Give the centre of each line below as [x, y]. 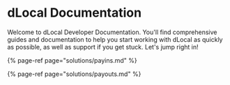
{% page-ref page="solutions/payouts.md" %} [74, 74]
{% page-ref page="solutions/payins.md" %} [72, 60]
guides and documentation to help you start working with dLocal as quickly [115, 39]
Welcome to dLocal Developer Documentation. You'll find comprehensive [112, 32]
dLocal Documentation [74, 13]
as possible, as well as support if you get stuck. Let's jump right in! [103, 47]
